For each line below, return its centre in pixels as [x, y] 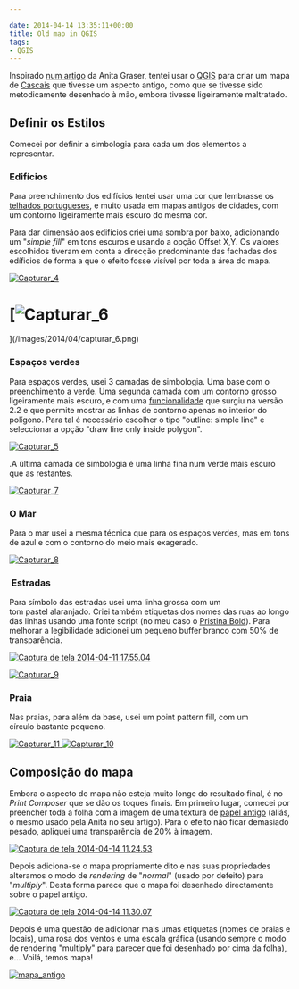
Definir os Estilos [58, 123]
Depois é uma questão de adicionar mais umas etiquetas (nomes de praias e [150, 929]
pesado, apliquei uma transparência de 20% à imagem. [111, 832]
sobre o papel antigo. [48, 894]
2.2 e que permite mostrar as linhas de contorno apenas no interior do [138, 410]
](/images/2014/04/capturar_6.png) [75, 339]
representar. [32, 154]
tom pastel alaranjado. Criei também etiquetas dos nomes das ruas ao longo [149, 611]
